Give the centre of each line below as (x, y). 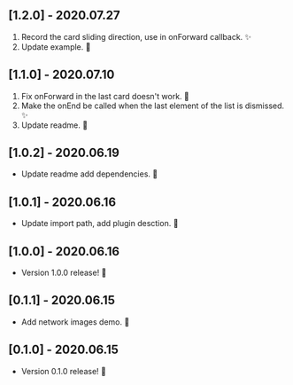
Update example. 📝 (56, 47)
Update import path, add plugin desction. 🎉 (100, 224)
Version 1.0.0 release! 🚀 (64, 273)
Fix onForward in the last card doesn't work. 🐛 (105, 96)
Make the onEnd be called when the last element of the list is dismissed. (153, 106)
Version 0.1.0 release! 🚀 (64, 371)
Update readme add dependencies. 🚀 (89, 174)
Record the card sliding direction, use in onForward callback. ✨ (136, 36)
